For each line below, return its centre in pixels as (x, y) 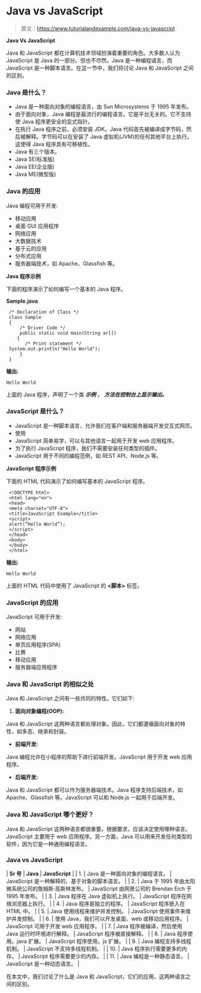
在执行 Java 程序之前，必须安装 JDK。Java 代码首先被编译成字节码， (100, 129)
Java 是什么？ (26, 93)
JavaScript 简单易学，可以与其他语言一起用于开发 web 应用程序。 (96, 440)
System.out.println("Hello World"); (55, 349)
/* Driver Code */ (43, 328)
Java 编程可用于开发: (32, 205)
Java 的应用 (23, 192)
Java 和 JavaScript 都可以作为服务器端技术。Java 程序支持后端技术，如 (94, 790)
